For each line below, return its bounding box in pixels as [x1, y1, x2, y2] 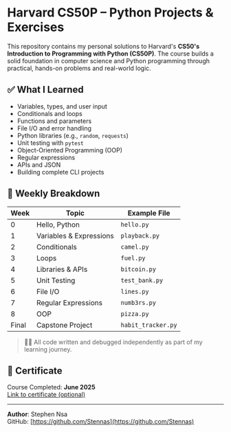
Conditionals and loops [16, 109, 82, 117]
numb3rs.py [120, 299, 157, 306]
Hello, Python [36, 220, 80, 229]
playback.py [120, 231, 160, 240]
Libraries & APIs [36, 264, 88, 274]
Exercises [7, 19, 65, 35]
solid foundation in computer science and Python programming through [7, 56, 210, 65]
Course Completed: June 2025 [7, 383, 96, 391]
